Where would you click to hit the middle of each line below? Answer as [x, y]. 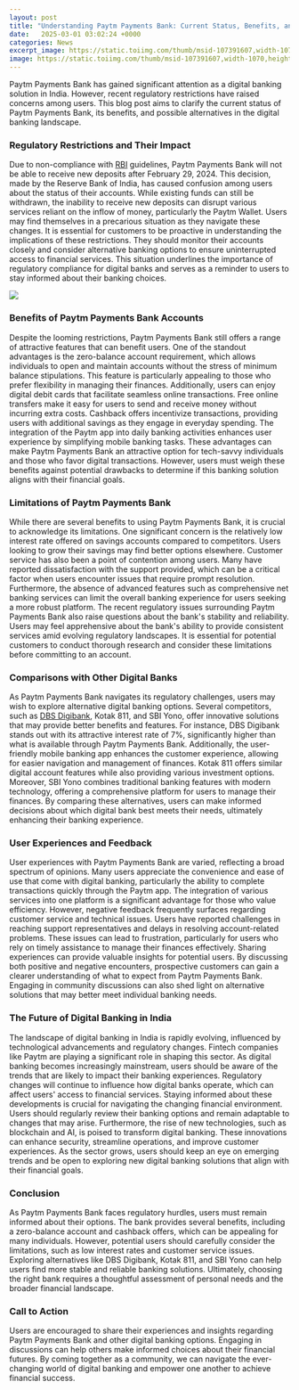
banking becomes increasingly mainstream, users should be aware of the [144, 1066]
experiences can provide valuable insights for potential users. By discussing [149, 957]
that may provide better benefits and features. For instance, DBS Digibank [145, 725]
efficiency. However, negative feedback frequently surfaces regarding [137, 910]
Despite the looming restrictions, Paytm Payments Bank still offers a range [145, 337]
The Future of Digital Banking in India [90, 1018]
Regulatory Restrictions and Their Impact [100, 145]
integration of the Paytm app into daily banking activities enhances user [141, 432]
